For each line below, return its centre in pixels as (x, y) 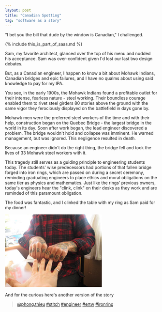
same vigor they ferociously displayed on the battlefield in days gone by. (77, 109)
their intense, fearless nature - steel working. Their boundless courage (75, 98)
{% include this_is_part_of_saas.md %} (44, 44)
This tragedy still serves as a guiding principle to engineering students (75, 162)
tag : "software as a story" (33, 20)
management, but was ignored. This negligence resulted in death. (71, 139)
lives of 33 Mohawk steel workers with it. (46, 153)
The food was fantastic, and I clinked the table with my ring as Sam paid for (80, 203)
